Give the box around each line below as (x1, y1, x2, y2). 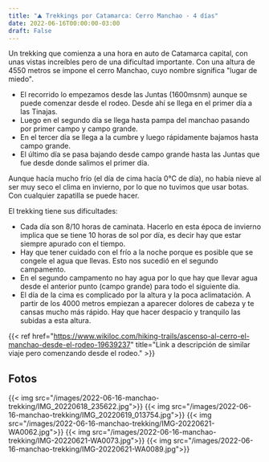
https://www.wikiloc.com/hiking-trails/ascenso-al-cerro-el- (53, 331, 251, 341)
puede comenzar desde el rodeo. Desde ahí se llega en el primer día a (19, 98, 253, 108)
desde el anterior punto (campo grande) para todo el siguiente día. (19, 282, 241, 292)
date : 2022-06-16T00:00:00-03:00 (8, 19, 120, 27)
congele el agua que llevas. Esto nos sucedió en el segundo (19, 256, 218, 266)
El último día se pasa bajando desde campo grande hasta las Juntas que (19, 149, 260, 159)
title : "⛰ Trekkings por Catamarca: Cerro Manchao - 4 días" (8, 11, 219, 20)
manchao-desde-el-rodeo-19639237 (8, 340, 131, 350)
